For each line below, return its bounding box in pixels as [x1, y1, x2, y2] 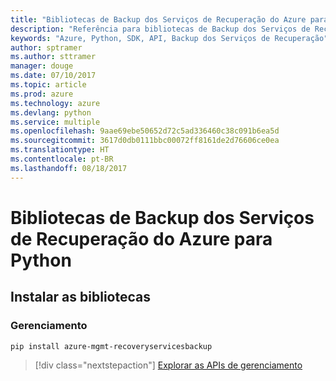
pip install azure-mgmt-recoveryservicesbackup [10, 341, 213, 351]
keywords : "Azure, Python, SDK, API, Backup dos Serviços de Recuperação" [10, 33, 329, 43]
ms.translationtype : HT [10, 145, 110, 155]
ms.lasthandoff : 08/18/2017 [10, 163, 128, 173]
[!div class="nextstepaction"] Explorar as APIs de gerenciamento [34, 359, 303, 371]
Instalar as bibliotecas [10, 289, 151, 306]
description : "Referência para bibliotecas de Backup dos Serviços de [10, 24, 311, 34]
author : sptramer [10, 42, 83, 53]
